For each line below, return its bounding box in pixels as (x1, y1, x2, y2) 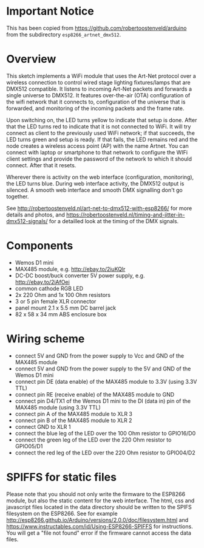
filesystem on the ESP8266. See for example (6, 510, 118, 517)
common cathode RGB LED (15, 285, 84, 292)
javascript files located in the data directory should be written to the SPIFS (6, 503, 192, 510)
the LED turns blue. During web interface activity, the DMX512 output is (6, 179, 185, 187)
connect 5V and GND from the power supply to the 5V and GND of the (15, 365, 191, 372)
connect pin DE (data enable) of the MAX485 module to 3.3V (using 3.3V (15, 378, 197, 385)
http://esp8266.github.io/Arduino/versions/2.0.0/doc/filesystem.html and (6, 516, 189, 524)
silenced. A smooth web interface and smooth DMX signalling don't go (6, 186, 183, 193)
